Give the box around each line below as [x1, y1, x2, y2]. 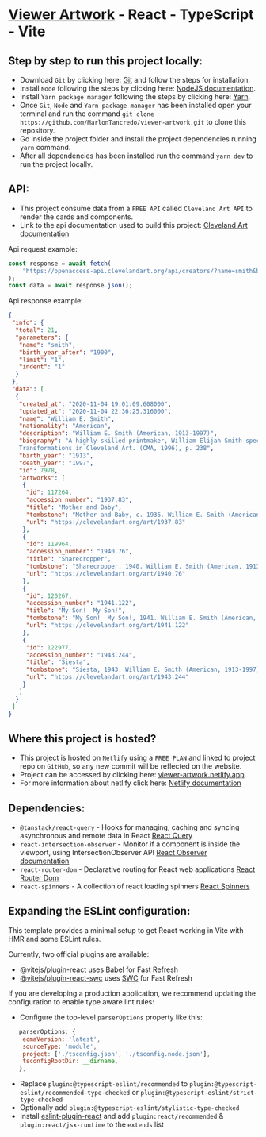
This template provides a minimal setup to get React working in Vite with [8, 925, 244, 935]
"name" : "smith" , [18, 341, 77, 349]
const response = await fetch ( [8, 260, 112, 268]
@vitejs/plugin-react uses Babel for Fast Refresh [19, 965, 179, 974]
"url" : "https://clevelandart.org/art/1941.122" [25, 622, 190, 630]
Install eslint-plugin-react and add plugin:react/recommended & [19, 1112, 224, 1121]
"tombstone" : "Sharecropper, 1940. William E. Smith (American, [25, 562, 243, 571]
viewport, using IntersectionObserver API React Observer [19, 848, 207, 858]
